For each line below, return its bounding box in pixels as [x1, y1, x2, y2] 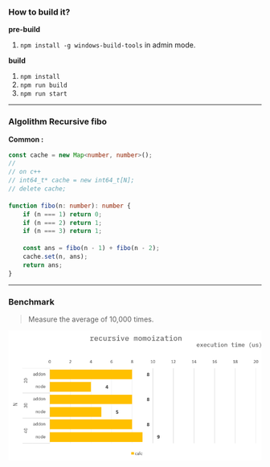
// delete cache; [8, 185, 67, 193]
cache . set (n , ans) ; [22, 252, 88, 261]
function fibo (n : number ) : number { [8, 202, 131, 210]
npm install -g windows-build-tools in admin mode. [19, 40, 196, 50]
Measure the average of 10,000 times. [27, 314, 154, 324]
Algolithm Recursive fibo [8, 116, 107, 127]
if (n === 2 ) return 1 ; [22, 219, 103, 227]
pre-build [8, 25, 41, 35]
